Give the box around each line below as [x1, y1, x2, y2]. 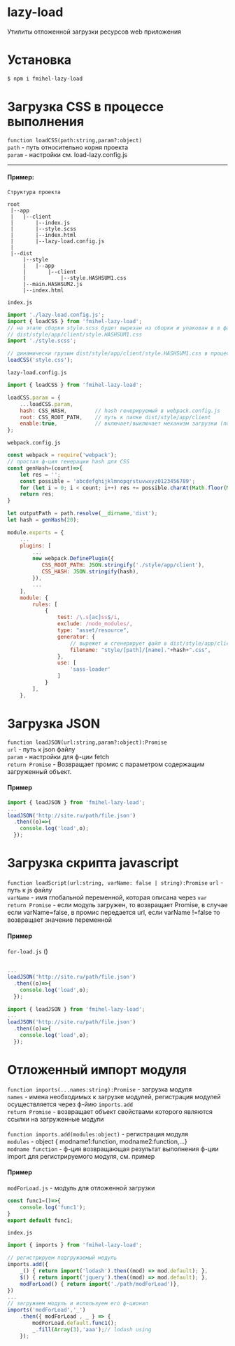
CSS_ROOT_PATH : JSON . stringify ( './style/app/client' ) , [41, 562, 205, 569]
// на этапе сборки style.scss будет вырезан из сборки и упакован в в [7, 324, 220, 332]
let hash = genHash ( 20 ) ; [7, 517, 80, 524]
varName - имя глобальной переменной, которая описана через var [7, 893, 208, 902]
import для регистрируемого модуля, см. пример [7, 1152, 155, 1160]
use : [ [57, 660, 77, 667]
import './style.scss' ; [7, 337, 77, 344]
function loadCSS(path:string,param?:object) [7, 137, 142, 144]
